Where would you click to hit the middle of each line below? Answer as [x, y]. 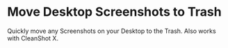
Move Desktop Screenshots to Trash [114, 12]
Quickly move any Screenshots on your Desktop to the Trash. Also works [112, 31]
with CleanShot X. [33, 38]
